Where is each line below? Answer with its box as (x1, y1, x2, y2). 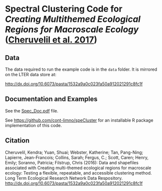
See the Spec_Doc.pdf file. (5, 108, 59, 113)
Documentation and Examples (5, 95, 98, 103)
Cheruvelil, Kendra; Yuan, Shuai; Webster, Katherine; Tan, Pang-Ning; (5, 149, 144, 155)
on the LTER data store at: (5, 72, 57, 77)
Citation (5, 137, 30, 145)
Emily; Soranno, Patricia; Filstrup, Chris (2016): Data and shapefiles (5, 159, 139, 165)
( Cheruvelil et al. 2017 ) (5, 34, 98, 46)
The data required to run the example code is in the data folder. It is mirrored (5, 66, 157, 72)
